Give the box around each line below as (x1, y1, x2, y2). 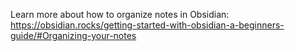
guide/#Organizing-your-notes (10, 30, 137, 41)
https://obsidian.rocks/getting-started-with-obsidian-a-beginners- (10, 19, 285, 31)
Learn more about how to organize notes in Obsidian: (10, 9, 230, 20)
